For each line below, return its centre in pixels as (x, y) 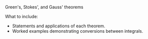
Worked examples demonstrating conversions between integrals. (77, 31)
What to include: (21, 16)
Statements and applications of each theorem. (59, 26)
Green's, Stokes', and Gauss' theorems (44, 7)
